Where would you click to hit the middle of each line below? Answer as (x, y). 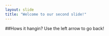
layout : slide (20, 10)
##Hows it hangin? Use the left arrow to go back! (55, 28)
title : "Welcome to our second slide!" (46, 14)
